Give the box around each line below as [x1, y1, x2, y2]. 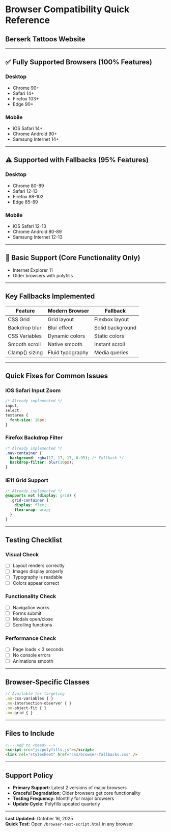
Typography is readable [12, 574, 63, 580]
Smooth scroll [8, 341, 41, 348]
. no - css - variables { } [5, 696, 53, 701]
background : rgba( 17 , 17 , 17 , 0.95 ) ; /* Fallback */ [10, 455, 124, 460]
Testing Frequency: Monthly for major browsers [12, 795, 115, 801]
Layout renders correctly [12, 562, 65, 569]
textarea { [5, 412, 28, 418]
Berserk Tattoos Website [5, 35, 85, 43]
